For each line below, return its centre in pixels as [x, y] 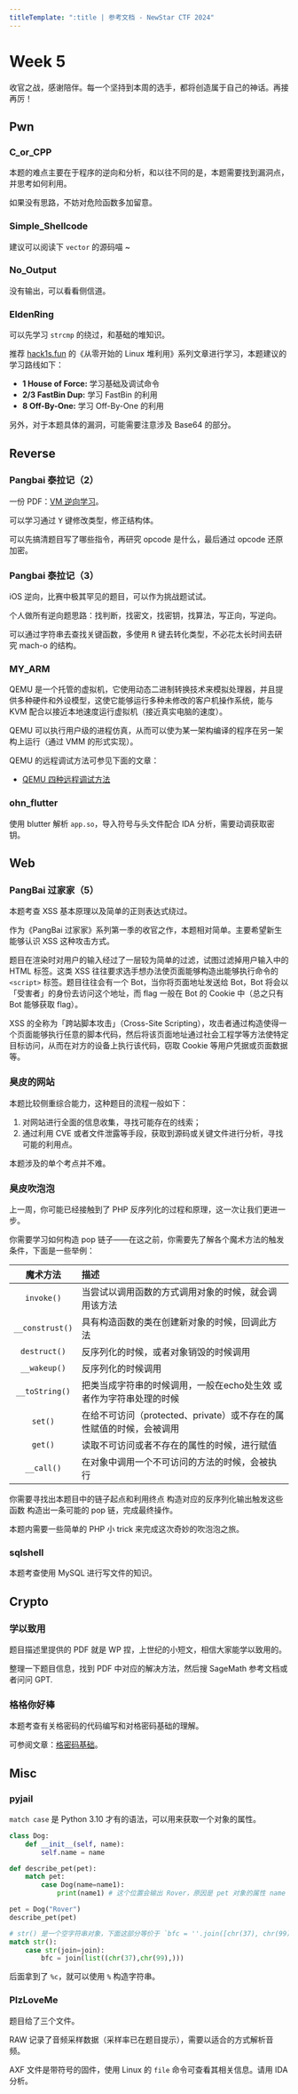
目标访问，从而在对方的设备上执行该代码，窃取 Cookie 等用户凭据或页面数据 [149, 1046]
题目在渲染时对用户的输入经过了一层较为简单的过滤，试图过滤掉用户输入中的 [149, 960]
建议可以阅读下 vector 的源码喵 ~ [70, 246]
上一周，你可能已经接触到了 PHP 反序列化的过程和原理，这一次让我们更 [140, 1209]
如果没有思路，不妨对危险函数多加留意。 [83, 203]
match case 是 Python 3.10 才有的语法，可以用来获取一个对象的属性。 [135, 1818]
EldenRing [32, 314]
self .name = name [73, 1852]
